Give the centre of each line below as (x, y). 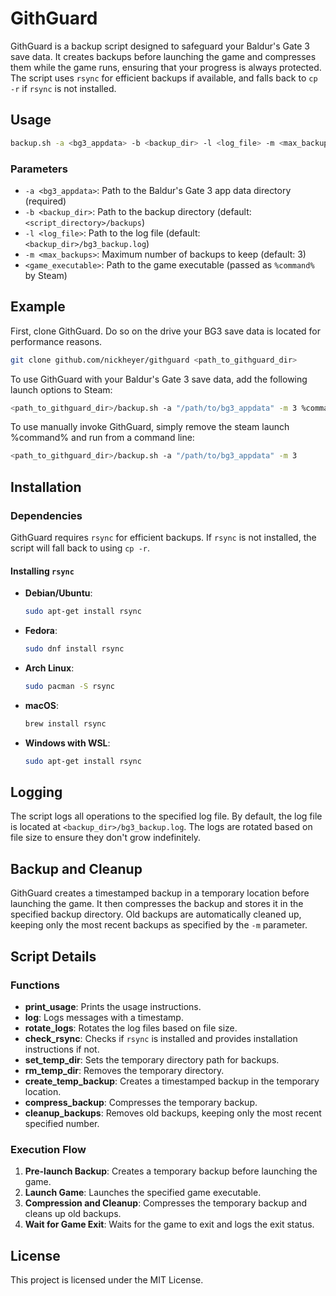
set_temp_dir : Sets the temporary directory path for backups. (152, 1059)
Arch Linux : (49, 668)
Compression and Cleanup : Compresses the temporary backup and (166, 1203)
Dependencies (46, 515)
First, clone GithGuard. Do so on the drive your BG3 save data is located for (166, 331)
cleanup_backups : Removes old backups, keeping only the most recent (173, 1113)
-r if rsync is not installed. (63, 88)
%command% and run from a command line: (102, 438)
